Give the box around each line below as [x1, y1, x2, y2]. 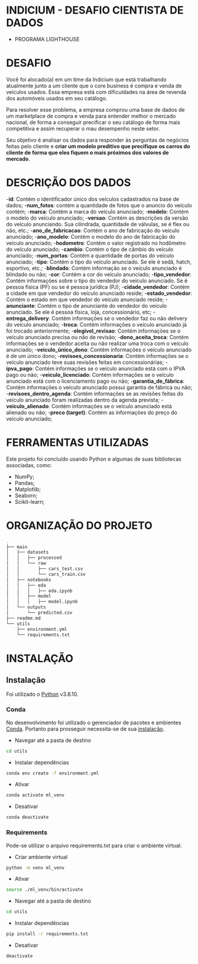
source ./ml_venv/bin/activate [6, 887, 83, 893]
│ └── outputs [6, 604, 46, 610]
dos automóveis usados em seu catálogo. [6, 95, 108, 102]
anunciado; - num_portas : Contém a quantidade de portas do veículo [6, 252, 174, 259]
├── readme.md [6, 615, 41, 621]
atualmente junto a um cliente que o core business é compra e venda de [6, 82, 182, 89]
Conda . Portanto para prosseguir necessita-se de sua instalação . [6, 725, 165, 732]
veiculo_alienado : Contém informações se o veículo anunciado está [6, 402, 173, 409]
